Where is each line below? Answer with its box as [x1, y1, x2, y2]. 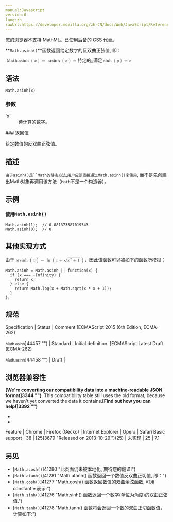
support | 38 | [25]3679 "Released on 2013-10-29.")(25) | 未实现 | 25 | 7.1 [5, 435, 160, 441]
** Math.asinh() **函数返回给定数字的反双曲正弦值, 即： [5, 47, 122, 54]
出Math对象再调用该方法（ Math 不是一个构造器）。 [5, 178, 109, 185]
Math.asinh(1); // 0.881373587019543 [5, 222, 89, 227]
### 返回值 [5, 130, 29, 136]
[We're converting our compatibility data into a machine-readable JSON [5, 387, 163, 393]
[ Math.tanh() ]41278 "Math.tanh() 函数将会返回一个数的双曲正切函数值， [12, 505, 165, 511]
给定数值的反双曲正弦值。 [5, 141, 60, 147]
